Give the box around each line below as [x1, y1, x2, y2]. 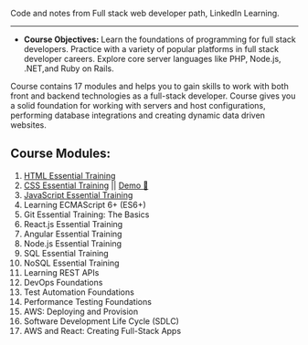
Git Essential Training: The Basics [23, 209, 150, 220]
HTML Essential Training [23, 170, 116, 181]
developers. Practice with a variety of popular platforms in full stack [23, 44, 280, 54]
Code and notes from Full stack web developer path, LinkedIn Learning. [10, 8, 280, 18]
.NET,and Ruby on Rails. [23, 63, 115, 74]
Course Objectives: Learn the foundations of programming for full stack [23, 34, 296, 45]
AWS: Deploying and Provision [23, 306, 139, 317]
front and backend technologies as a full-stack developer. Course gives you [10, 90, 296, 101]
